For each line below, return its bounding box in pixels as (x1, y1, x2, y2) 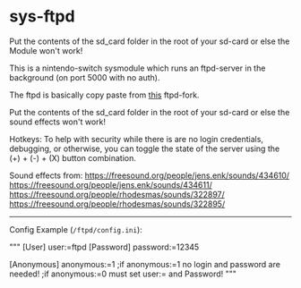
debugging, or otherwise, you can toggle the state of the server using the (9, 143, 280, 154)
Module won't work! (9, 45, 83, 55)
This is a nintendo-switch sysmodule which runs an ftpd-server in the (9, 63, 266, 73)
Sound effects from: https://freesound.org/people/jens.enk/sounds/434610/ (9, 170, 289, 181)
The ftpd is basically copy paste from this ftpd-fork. (9, 89, 200, 100)
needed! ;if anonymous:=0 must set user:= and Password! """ (9, 268, 237, 279)
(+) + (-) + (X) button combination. (9, 152, 137, 163)
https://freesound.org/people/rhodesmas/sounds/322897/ (9, 189, 226, 199)
